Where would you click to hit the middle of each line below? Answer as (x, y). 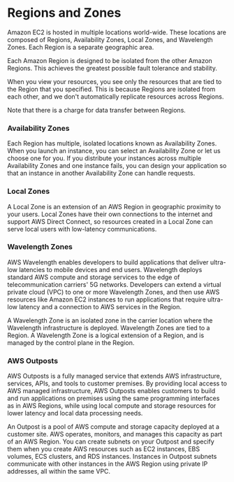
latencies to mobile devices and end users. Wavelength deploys (110, 269)
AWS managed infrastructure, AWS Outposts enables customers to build (111, 391)
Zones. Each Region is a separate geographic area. (81, 47)
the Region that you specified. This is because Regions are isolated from (111, 89)
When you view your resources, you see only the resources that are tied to (115, 81)
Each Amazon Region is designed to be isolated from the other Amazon (110, 60)
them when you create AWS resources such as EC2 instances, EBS (104, 449)
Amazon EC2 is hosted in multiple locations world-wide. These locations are (117, 32)
